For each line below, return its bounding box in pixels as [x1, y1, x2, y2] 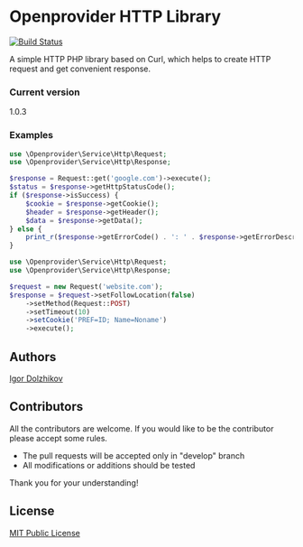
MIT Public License [9, 527, 81, 538]
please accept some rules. [9, 432, 108, 443]
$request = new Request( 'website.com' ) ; [9, 282, 164, 291]
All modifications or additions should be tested [22, 459, 196, 470]
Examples [9, 129, 54, 142]
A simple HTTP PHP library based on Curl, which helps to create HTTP [9, 53, 271, 64]
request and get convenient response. [9, 63, 151, 74]
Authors [9, 349, 57, 365]
